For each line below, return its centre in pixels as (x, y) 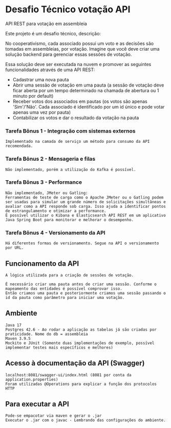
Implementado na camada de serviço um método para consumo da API (78, 142)
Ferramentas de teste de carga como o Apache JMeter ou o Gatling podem (84, 197)
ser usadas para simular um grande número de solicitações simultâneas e (86, 202)
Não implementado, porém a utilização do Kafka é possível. (71, 169)
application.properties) (32, 379)
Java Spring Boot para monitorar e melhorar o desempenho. (70, 220)
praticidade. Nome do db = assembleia (47, 334)
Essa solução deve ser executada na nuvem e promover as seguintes (78, 64)
